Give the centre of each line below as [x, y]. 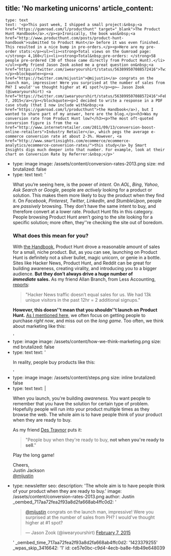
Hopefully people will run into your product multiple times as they [81, 409]
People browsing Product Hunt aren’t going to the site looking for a [83, 217]
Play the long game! [34, 455]
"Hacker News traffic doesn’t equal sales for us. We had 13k [88, 295]
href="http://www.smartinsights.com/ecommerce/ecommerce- [68, 141]
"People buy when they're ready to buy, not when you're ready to [95, 440]
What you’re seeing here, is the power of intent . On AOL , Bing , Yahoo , [86, 184]
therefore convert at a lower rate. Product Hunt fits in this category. [83, 211]
